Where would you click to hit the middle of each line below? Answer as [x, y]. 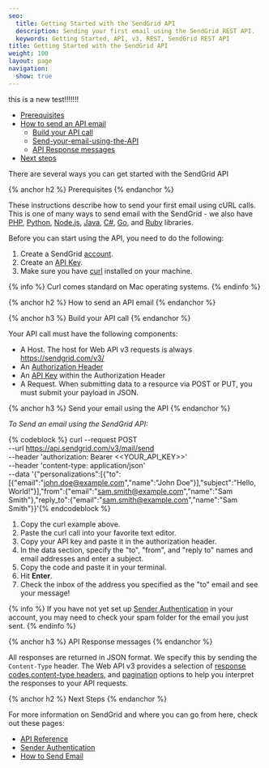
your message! [45, 593]
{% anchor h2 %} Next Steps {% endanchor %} [88, 698]
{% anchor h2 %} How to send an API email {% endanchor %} [112, 302]
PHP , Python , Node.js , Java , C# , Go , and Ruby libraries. [101, 222]
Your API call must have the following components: [93, 334]
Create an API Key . [51, 262]
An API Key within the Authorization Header [93, 375]
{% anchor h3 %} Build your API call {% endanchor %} [100, 318]
